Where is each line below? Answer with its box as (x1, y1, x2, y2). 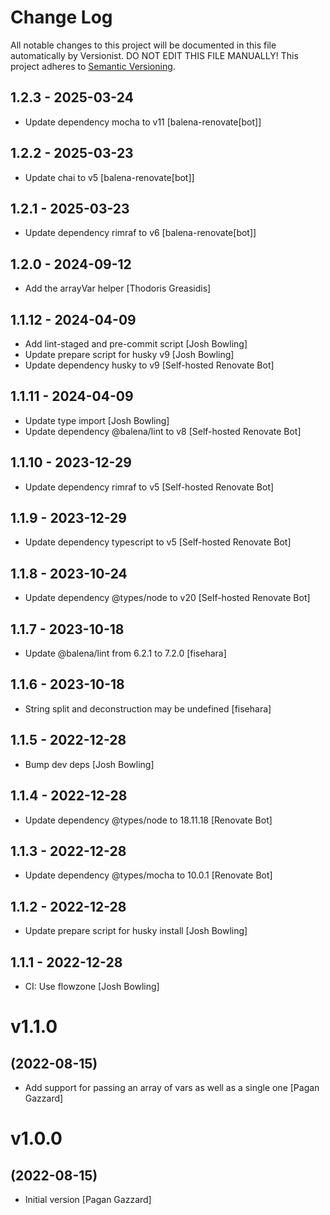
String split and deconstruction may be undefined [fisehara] (24, 702, 272, 715)
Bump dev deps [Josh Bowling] (24, 758, 155, 770)
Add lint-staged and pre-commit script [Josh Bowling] (24, 338, 248, 350)
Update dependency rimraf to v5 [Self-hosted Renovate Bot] (24, 481, 275, 493)
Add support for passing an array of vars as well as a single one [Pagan (24, 1081, 320, 1093)
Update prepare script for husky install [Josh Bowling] (24, 925, 248, 937)
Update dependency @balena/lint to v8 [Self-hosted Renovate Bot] (24, 425, 302, 437)
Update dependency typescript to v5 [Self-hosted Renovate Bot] (24, 536, 292, 548)
